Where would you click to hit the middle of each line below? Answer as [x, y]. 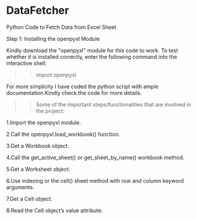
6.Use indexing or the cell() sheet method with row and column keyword [95, 180]
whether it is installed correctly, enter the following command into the [92, 57]
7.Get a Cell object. [29, 198]
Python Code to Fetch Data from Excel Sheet [61, 27]
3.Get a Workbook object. [38, 145]
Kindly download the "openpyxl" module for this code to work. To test [92, 50]
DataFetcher [38, 11]
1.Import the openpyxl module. [44, 122]
